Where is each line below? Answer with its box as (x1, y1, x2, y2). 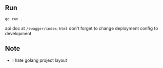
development (5, 30, 32, 36)
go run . (5, 16, 23, 21)
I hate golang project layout (12, 57, 67, 63)
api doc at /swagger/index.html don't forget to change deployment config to (5, 25, 158, 31)
